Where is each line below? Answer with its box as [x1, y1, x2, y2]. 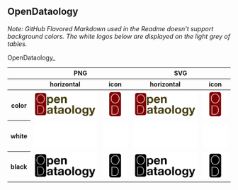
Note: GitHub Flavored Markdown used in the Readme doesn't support [7, 24, 214, 33]
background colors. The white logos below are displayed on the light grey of [7, 32, 231, 40]
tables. [7, 39, 28, 48]
